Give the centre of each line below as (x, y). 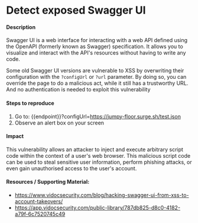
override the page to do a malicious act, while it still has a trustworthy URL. (97, 83)
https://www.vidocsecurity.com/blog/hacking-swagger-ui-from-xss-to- (102, 195)
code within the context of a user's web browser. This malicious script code (98, 155)
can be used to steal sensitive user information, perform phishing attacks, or (99, 162)
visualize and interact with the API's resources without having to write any (96, 53)
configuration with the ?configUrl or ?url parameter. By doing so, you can (96, 77)
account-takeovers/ (39, 201)
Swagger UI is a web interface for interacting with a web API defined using (97, 40)
